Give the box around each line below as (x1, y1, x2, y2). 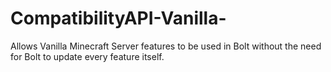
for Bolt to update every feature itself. (10, 50, 165, 62)
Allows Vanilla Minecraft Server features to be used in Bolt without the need (10, 40, 322, 52)
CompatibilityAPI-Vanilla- (10, 7, 227, 30)
